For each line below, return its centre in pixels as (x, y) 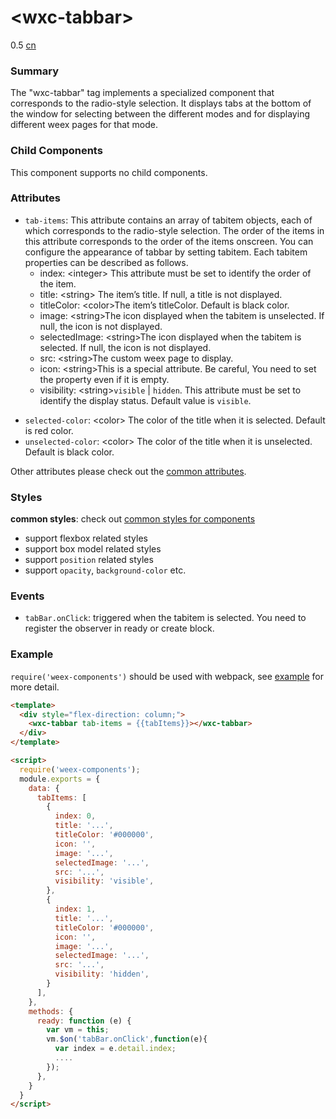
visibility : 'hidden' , (102, 974)
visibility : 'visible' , (104, 881)
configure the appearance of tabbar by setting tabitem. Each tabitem (166, 252)
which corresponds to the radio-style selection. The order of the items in (174, 230)
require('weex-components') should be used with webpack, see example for (167, 676)
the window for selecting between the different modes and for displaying (160, 114)
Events (27, 596)
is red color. (49, 430)
